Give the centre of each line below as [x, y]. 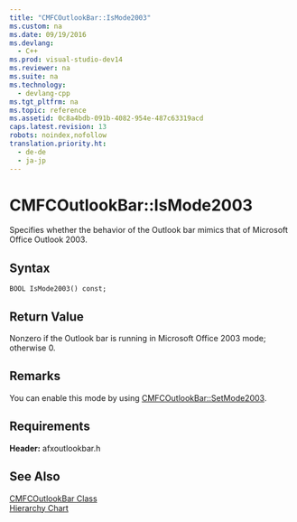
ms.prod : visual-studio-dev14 [66, 60]
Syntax [30, 268]
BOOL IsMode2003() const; [58, 289]
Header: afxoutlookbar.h [55, 448]
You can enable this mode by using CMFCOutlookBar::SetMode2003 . [138, 397]
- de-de [32, 152]
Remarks [35, 376]
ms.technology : [38, 85]
